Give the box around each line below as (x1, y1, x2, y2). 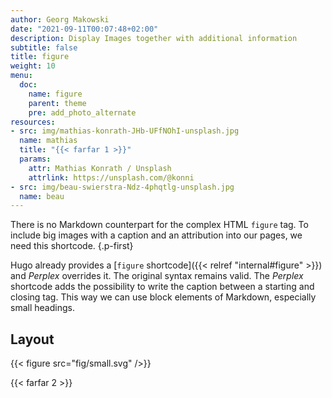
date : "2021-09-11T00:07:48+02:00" (10, 24, 159, 34)
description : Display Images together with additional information (10, 33, 298, 43)
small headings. (10, 302, 75, 314)
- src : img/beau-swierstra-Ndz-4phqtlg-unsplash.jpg (10, 182, 235, 192)
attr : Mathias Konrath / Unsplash (28, 163, 172, 173)
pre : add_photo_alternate (28, 107, 137, 118)
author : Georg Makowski (10, 14, 110, 25)
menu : (10, 71, 33, 81)
